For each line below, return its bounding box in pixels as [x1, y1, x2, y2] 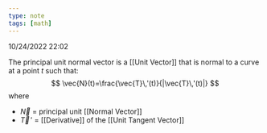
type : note [8, 11, 45, 20]
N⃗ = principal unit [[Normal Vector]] [19, 106, 142, 116]
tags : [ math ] [8, 19, 52, 27]
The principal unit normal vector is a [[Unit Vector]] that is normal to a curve [8, 57, 260, 67]
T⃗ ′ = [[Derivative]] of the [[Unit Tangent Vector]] [19, 114, 185, 125]
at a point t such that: [8, 65, 79, 75]
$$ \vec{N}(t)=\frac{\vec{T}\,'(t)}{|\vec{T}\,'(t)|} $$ [51, 78, 220, 88]
